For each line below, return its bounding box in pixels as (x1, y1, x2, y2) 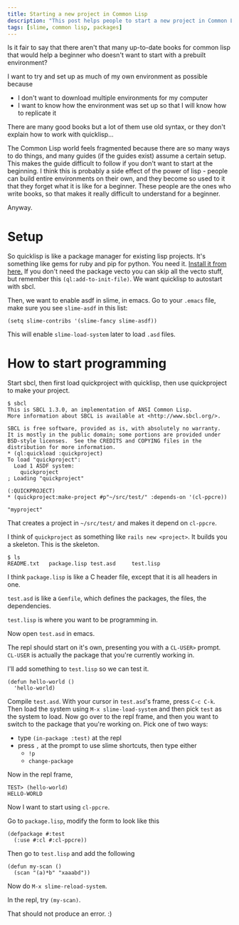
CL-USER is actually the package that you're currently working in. (7, 651, 195, 659)
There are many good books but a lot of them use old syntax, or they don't (7, 123, 225, 131)
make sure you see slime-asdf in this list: (7, 304, 128, 313)
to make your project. (7, 386, 70, 395)
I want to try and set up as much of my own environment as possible (7, 72, 208, 81)
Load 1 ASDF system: (14, 462, 75, 470)
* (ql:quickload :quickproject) (7, 450, 103, 458)
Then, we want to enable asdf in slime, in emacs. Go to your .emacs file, (7, 296, 216, 305)
